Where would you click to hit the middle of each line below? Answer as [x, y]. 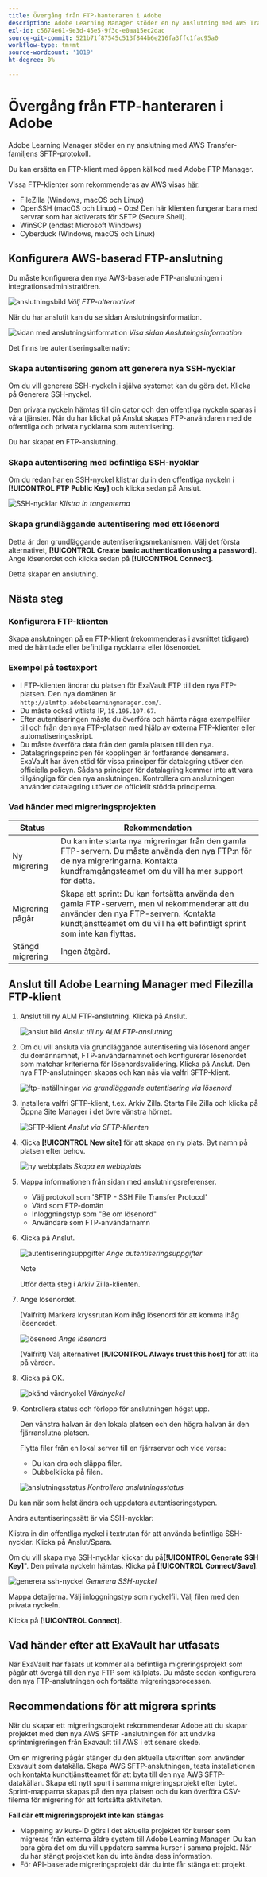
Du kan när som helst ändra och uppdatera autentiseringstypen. [113, 1503]
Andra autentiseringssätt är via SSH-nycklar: [81, 1518]
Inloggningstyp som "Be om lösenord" [94, 1214]
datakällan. [26, 1783]
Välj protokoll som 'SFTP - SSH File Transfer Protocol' [120, 1196]
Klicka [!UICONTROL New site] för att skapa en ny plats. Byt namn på [133, 1142]
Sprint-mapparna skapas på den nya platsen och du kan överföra [115, 1792]
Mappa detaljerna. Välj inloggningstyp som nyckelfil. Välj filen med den [124, 1596]
